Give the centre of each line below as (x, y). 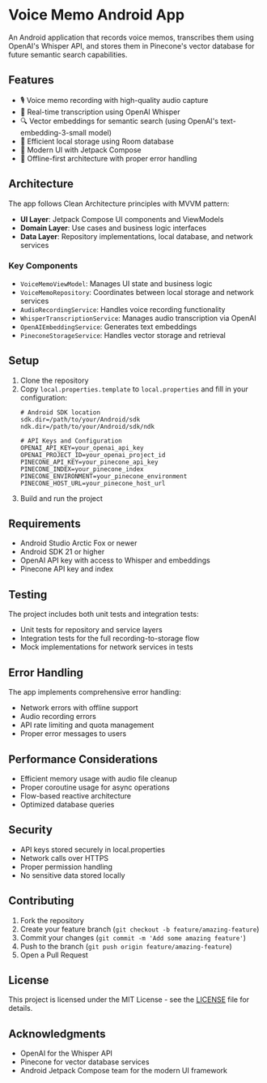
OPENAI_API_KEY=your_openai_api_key (82, 447)
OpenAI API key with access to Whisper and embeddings (115, 560)
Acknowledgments (57, 1034)
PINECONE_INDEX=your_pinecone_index (82, 469)
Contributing (41, 901)
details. (21, 1008)
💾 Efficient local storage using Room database (97, 141)
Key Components (43, 266)
